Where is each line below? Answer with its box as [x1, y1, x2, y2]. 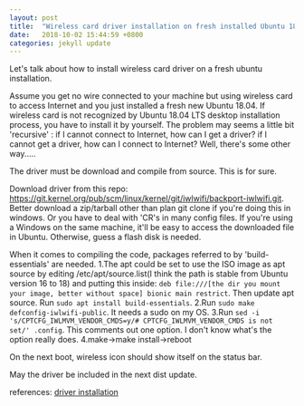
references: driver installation [9, 387, 119, 398]
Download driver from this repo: [9, 183, 128, 195]
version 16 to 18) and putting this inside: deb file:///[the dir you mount [9, 278, 281, 289]
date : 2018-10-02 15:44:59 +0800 [9, 30, 144, 39]
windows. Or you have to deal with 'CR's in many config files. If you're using [9, 212, 294, 223]
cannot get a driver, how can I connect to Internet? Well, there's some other [9, 139, 291, 150]
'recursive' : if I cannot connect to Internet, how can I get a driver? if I [9, 129, 268, 140]
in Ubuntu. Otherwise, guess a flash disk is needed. [9, 232, 202, 243]
